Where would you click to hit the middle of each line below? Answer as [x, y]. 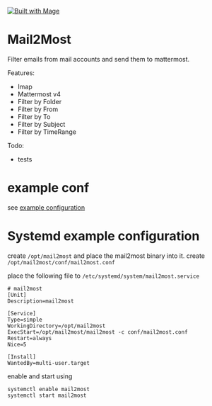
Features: [21, 73]
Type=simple [25, 320]
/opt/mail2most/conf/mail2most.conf [61, 262]
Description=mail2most [41, 301]
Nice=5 [17, 344]
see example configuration [46, 207]
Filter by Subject [41, 124]
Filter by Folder [40, 101]
